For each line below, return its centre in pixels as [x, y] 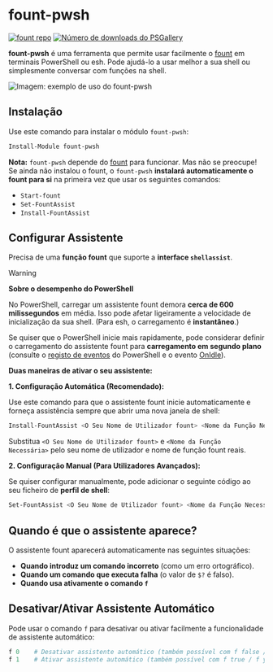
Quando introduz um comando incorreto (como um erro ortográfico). [137, 566]
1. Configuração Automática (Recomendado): [87, 386]
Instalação [36, 112]
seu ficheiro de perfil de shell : [59, 491]
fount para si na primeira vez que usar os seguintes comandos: [115, 179]
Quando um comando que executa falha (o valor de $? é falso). [127, 574]
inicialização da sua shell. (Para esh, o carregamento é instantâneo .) [124, 322]
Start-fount [40, 196]
